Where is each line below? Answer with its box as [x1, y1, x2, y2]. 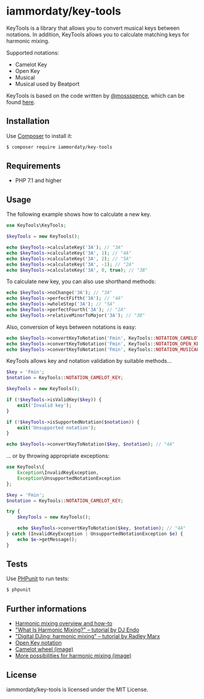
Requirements [6, 161, 61, 171]
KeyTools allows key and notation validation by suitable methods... [6, 357, 172, 365]
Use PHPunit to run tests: [6, 575, 70, 582]
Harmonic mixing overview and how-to [15, 620, 113, 627]
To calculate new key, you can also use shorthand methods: [6, 278, 156, 285]
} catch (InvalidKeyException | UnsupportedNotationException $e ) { [6, 531, 183, 537]
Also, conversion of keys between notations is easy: [6, 323, 137, 331]
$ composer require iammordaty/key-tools [6, 144, 113, 150]
